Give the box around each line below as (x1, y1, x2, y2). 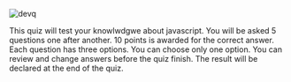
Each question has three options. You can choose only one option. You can (9, 44, 283, 55)
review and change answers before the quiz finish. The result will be (9, 54, 258, 63)
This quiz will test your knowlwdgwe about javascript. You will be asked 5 (9, 26, 277, 35)
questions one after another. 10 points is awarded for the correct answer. (9, 35, 274, 45)
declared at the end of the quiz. (9, 63, 124, 73)
